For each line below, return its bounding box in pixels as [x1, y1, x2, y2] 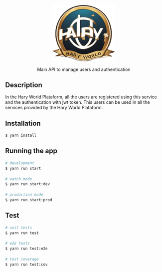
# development [5, 160, 35, 166]
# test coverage [5, 257, 39, 262]
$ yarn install [5, 133, 37, 138]
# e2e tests [5, 241, 30, 246]
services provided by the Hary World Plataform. [5, 105, 103, 111]
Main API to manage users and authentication [37, 66, 131, 72]
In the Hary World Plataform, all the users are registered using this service [5, 94, 157, 100]
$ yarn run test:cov [5, 262, 48, 267]
